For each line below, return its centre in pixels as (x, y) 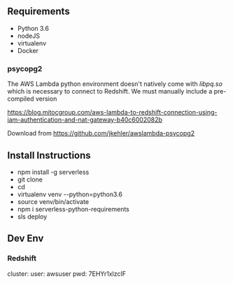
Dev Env (26, 239)
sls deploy (32, 217)
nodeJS (29, 36)
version (46, 99)
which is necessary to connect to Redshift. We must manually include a (110, 92)
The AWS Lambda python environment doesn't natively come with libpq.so (115, 84)
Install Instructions (49, 155)
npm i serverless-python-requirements (73, 209)
